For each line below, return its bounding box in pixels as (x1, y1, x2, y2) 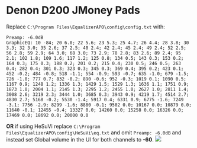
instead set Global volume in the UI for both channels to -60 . (6, 136, 154, 143)
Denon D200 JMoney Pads (6, 4, 140, 17)
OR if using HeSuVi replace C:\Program (6, 123, 101, 130)
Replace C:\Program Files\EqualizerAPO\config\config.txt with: (6, 23, 166, 30)
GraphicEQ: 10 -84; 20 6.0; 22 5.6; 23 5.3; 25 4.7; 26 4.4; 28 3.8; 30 (6, 40, 189, 46)
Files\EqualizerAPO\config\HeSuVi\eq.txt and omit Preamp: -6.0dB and (6, 128, 182, 136)
